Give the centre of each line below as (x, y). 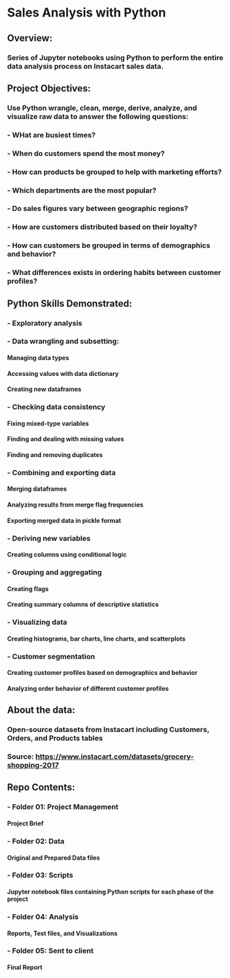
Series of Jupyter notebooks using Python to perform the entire (115, 58)
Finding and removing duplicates (55, 454)
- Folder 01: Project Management (63, 807)
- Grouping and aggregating (55, 573)
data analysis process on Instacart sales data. (85, 66)
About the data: (41, 710)
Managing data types (38, 358)
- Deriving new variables (49, 538)
